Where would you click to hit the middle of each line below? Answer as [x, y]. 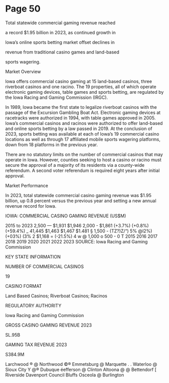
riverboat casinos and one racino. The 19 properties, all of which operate [81, 87]
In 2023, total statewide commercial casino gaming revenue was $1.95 [78, 195]
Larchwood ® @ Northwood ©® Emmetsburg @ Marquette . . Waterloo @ [81, 364]
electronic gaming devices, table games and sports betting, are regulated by [84, 92]
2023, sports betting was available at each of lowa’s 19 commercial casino [82, 134]
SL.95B [13, 335]
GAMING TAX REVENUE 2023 [36, 344]
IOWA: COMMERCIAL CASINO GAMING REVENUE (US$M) [66, 216]
